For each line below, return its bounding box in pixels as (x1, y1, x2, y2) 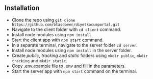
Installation (4, 4, 40, 12)
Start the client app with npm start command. (11, 37, 104, 43)
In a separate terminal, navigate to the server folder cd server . (11, 42, 138, 48)
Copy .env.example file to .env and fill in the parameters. (11, 63, 126, 69)
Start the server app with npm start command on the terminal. (11, 68, 137, 74)
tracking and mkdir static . (11, 57, 67, 63)
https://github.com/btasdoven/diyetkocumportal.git (11, 22, 120, 27)
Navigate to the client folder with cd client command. (11, 26, 121, 32)
